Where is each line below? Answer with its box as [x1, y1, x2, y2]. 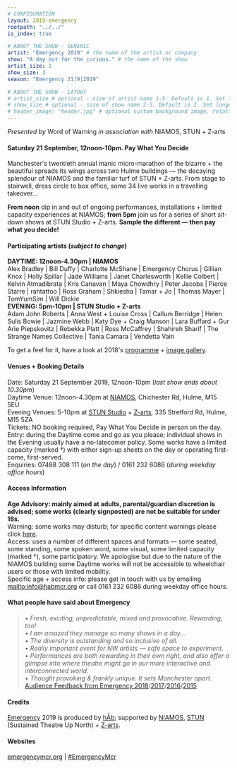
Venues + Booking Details [7, 362, 85, 371]
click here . [7, 529, 38, 538]
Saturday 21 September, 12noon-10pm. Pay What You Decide [7, 143, 189, 152]
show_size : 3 [7, 68, 46, 76]
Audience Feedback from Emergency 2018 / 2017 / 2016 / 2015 [24, 682, 197, 690]
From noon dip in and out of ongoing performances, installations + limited [7, 203, 222, 212]
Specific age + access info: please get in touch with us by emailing [7, 575, 202, 583]
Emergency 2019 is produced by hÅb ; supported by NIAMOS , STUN [7, 714, 205, 722]
